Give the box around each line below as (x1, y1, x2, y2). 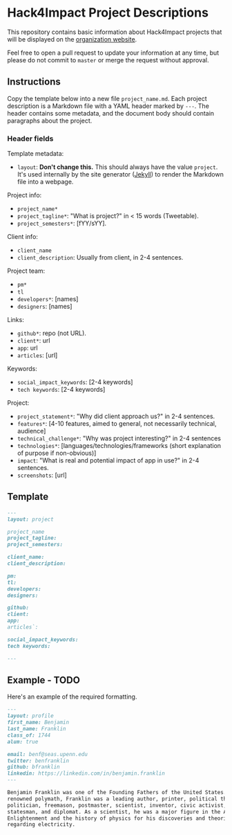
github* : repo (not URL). (17, 329, 86, 337)
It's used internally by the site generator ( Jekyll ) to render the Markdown (17, 170, 224, 179)
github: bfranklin (7, 764, 60, 771)
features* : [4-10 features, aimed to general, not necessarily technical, (17, 420, 217, 428)
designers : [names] (17, 303, 72, 311)
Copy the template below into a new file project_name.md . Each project (7, 94, 207, 102)
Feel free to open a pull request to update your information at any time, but (7, 48, 220, 57)
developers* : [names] (17, 295, 79, 303)
